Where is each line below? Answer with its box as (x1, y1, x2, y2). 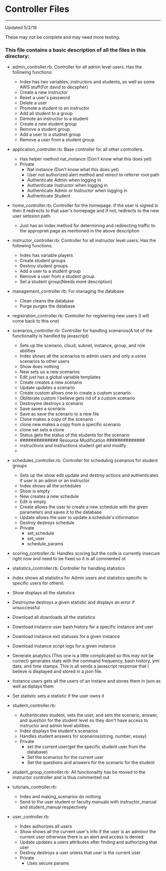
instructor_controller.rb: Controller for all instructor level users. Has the (12, 237, 157, 243)
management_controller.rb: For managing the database (12, 289, 124, 294)
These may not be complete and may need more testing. (5, 34, 120, 40)
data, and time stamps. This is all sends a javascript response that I (12, 663, 149, 669)
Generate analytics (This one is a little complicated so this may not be (12, 653, 154, 659)
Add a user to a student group (19, 268, 81, 274)
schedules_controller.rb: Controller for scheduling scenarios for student (12, 458, 158, 464)
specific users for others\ (12, 580, 64, 586)
